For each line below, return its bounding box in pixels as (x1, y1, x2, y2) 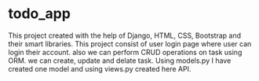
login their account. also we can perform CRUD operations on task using (8, 47, 243, 57)
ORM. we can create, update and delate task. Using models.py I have (8, 56, 232, 65)
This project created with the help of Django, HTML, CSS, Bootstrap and (8, 31, 242, 40)
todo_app (8, 5, 71, 23)
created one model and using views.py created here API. (8, 64, 192, 73)
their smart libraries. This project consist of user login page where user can (8, 39, 252, 48)
